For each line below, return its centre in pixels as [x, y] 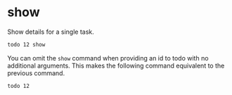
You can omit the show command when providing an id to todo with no [108, 58]
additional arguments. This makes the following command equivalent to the [116, 65]
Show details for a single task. [51, 32]
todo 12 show [26, 44]
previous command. [36, 73]
